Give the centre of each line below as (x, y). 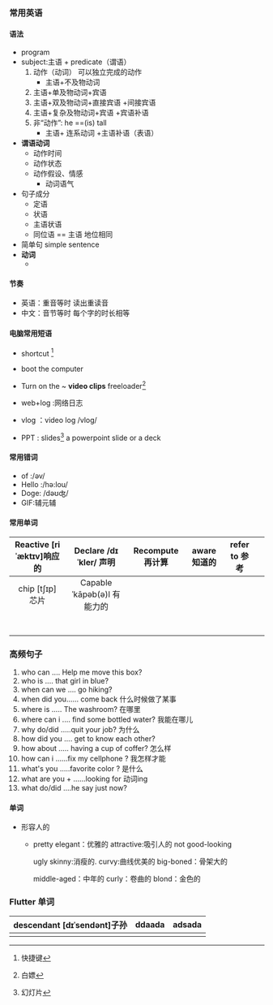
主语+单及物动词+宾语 (70, 93)
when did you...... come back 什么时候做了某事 (98, 699)
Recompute (156, 550)
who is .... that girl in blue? (64, 681)
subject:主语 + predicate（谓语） (76, 62)
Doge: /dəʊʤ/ (45, 493)
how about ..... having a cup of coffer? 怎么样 (96, 748)
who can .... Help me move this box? (81, 672)
